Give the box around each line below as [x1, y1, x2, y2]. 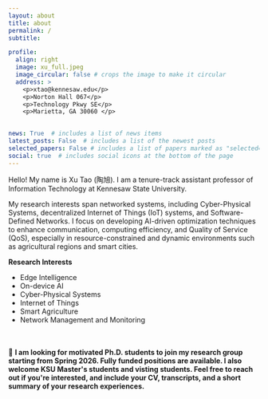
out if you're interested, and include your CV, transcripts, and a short [8, 373, 242, 382]
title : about [8, 19, 52, 27]
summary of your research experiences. [8, 381, 145, 391]
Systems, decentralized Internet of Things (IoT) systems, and [8, 207, 209, 217]
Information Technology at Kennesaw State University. [8, 184, 187, 193]
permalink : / [8, 26, 52, 34]
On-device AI [19, 281, 64, 290]
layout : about [8, 11, 56, 20]
